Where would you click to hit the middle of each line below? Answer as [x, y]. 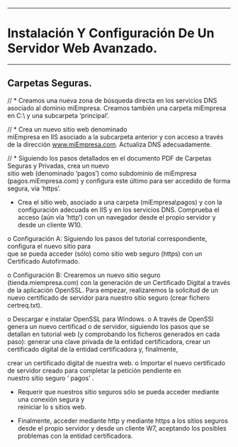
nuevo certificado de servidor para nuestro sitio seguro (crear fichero [109, 297]
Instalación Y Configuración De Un [111, 33]
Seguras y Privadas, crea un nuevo [58, 166]
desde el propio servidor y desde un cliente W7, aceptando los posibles [122, 428]
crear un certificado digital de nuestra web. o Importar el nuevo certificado [116, 362]
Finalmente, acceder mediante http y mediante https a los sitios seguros [123, 421]
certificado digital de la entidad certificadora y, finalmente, [93, 349]
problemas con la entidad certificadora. [75, 436]
